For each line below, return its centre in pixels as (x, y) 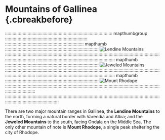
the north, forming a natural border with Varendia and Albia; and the (74, 116)
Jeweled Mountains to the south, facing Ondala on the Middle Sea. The (78, 122)
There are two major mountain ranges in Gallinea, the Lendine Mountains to (82, 111)
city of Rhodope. (22, 132)
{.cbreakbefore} (39, 20)
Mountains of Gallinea (51, 9)
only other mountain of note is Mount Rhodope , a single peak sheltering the (82, 127)
